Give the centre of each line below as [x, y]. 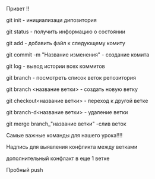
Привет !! [18, 9]
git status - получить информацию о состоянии [66, 32]
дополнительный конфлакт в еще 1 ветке [58, 158]
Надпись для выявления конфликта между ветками [72, 147]
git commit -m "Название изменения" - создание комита [78, 55]
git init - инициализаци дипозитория [51, 20]
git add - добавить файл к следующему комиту [66, 43]
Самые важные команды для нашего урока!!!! [64, 135]
